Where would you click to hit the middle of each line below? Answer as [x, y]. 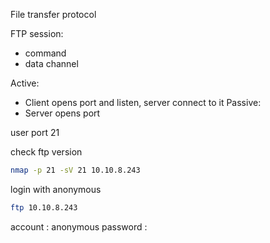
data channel [51, 63]
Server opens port [62, 113]
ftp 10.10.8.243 [44, 207]
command [45, 53]
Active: [25, 83]
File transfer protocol [53, 14]
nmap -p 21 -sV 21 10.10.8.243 [75, 170]
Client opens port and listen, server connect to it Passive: [143, 102]
